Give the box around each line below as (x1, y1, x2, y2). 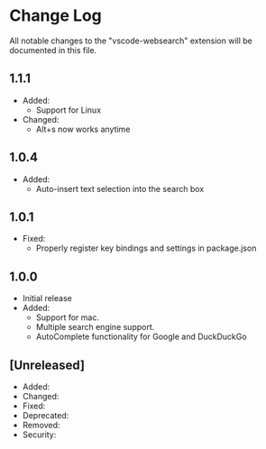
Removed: (22, 420, 60, 430)
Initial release (22, 293, 72, 304)
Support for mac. (35, 312, 99, 323)
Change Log (9, 5, 102, 26)
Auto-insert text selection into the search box (35, 183, 205, 194)
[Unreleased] (9, 357, 86, 372)
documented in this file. (9, 44, 97, 55)
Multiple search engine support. (35, 322, 155, 333)
